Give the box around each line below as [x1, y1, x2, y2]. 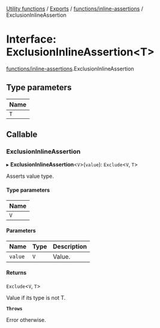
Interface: [6, 32, 57, 46]
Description [53, 242, 87, 251]
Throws [6, 306, 23, 312]
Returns [6, 269, 27, 276]
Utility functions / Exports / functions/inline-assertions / [6, 5, 144, 12]
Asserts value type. [6, 172, 54, 180]
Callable [6, 129, 38, 140]
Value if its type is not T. [6, 294, 66, 302]
